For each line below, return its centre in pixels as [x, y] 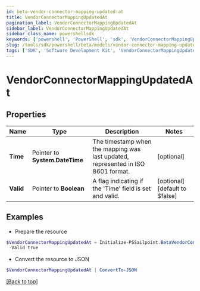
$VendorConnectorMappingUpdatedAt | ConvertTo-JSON [71, 270]
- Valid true [24, 248]
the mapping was [117, 148]
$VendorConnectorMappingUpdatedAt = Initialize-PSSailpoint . [84, 242]
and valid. [106, 196]
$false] [167, 196]
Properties [26, 115]
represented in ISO [119, 163]
